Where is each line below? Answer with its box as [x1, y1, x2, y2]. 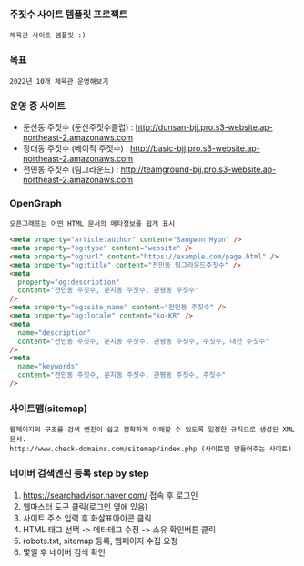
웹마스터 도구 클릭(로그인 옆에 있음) [22, 500, 148, 511]
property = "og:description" [17, 278, 120, 287]
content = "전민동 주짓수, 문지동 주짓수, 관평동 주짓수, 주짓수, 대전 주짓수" [17, 337, 270, 346]
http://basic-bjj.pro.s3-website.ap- [130, 143, 261, 154]
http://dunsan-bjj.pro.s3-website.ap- [135, 121, 273, 133]
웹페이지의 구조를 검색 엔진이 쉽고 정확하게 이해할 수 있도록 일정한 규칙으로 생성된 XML [9, 425, 296, 434]
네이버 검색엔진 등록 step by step [9, 467, 149, 480]
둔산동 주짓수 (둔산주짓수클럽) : [22, 121, 134, 133]
